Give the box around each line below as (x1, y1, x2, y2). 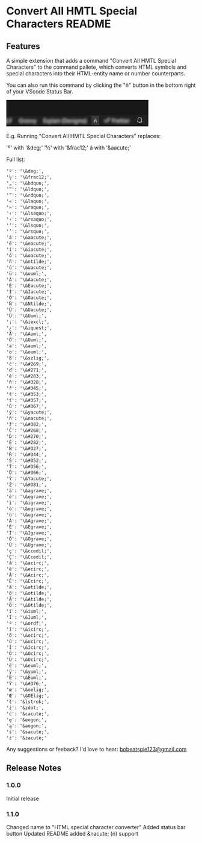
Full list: (6, 156, 25, 163)
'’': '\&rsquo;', (6, 229, 50, 235)
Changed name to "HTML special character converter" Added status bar (6, 823, 186, 830)
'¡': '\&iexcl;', (6, 319, 50, 325)
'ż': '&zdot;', (6, 705, 44, 711)
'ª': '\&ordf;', (6, 620, 47, 627)
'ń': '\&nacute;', (6, 415, 52, 421)
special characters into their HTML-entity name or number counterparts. (6, 70, 185, 77)
